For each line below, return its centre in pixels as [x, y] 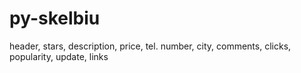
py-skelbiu [55, 18]
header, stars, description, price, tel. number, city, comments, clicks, [150, 46]
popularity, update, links [59, 56]
